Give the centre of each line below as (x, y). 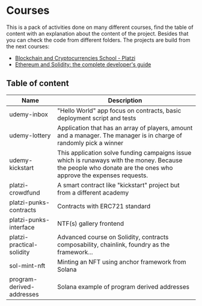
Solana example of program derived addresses (123, 287)
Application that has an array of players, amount (125, 128)
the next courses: (28, 46)
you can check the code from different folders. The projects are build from (98, 40)
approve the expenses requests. (103, 175)
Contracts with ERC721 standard (104, 206)
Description (125, 100)
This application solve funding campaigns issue (124, 152)
